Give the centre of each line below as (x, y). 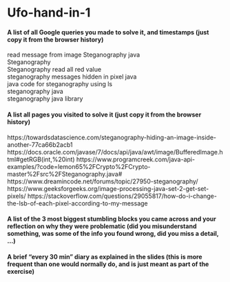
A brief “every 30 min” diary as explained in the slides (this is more (105, 256)
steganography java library (45, 99)
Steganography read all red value (54, 70)
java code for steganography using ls (60, 84)
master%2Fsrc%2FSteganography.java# (65, 174)
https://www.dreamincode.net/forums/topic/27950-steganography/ (103, 181)
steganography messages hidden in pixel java (72, 77)
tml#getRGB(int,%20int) (41, 159)
